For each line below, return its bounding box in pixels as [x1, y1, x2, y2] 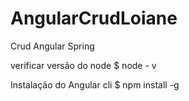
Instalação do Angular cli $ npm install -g [10, 78, 180, 91]
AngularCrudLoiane [10, 7, 178, 30]
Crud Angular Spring [10, 40, 95, 52]
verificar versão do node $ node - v [10, 59, 157, 71]
